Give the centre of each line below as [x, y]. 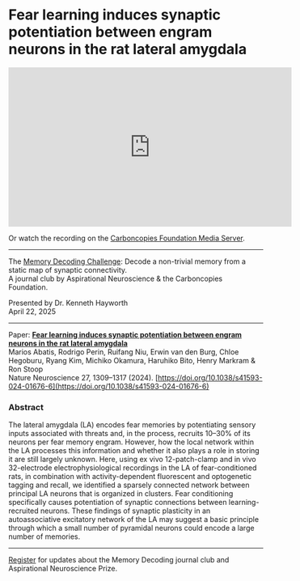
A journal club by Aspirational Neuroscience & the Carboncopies [116, 278]
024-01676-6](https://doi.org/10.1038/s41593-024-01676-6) [109, 386]
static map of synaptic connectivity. [68, 269]
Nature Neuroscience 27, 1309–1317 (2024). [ [83, 377]
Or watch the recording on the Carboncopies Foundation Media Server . [127, 238]
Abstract [26, 407]
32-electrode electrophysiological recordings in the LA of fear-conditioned [133, 468]
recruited [23, 511]
